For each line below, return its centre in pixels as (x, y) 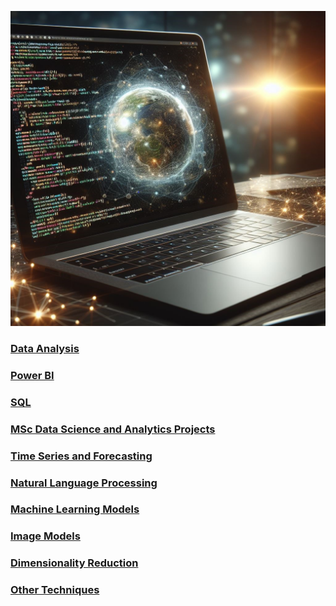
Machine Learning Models (75, 509)
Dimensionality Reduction (74, 563)
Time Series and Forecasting (81, 456)
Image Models (45, 536)
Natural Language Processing (84, 483)
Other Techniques (55, 590)
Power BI (32, 375)
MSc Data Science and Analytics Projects (113, 429)
